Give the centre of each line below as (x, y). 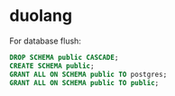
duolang (41, 16)
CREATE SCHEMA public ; (52, 66)
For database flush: (45, 41)
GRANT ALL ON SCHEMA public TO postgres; (88, 74)
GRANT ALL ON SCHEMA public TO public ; (84, 82)
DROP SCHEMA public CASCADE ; (64, 57)
